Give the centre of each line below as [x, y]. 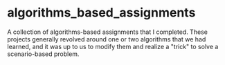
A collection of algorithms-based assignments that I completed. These [107, 32]
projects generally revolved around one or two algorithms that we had [107, 39]
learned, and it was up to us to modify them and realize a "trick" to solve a [113, 46]
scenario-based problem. [43, 54]
